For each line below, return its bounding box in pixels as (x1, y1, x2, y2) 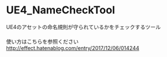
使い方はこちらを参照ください (6, 38, 78, 45)
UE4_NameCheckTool (6, 3, 115, 17)
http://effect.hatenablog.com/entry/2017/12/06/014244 (6, 44, 140, 51)
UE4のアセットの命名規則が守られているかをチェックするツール (6, 23, 161, 30)
